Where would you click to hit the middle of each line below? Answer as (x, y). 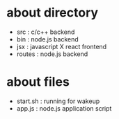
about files (38, 82)
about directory (53, 13)
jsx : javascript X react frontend (62, 46)
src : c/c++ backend (46, 32)
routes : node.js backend (52, 54)
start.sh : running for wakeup (58, 101)
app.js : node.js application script (64, 108)
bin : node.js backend (48, 39)
